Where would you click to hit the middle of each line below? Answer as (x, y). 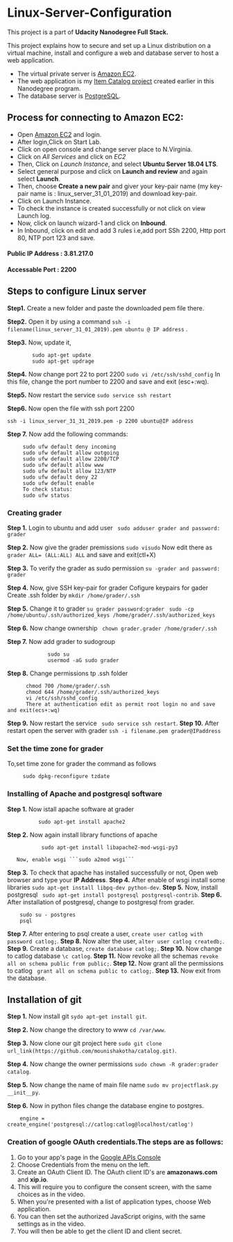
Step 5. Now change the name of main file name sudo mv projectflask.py (113, 1085)
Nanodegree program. (49, 88)
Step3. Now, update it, (39, 342)
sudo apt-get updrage (63, 361)
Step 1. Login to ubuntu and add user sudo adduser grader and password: (114, 528)
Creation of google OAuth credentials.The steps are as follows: (115, 1142)
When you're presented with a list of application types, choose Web (114, 1201)
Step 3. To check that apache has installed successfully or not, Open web (113, 872)
